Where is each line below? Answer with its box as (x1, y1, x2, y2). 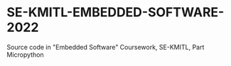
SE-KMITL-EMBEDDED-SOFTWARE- (6, 4, 225, 21)
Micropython (6, 50, 44, 59)
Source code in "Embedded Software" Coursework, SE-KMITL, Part (6, 43, 205, 51)
